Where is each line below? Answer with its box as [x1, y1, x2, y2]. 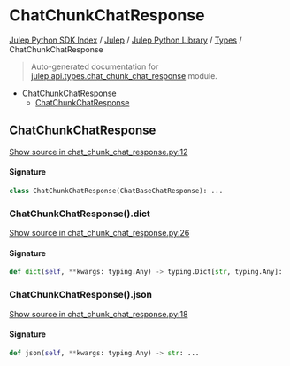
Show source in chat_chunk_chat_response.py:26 [9, 228, 190, 238]
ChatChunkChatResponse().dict [9, 207, 150, 220]
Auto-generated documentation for [30, 61, 159, 72]
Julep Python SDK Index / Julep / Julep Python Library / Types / [9, 35, 242, 45]
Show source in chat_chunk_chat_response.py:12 [9, 146, 188, 157]
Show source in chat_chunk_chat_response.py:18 [9, 308, 188, 319]
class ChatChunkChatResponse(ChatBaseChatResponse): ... [9, 186, 224, 195]
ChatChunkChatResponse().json [9, 289, 153, 301]
